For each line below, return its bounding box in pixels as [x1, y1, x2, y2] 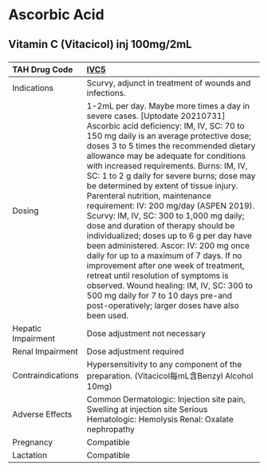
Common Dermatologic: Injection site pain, [86, 394, 246, 405]
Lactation [12, 449, 48, 461]
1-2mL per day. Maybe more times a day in [86, 100, 250, 111]
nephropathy [86, 423, 136, 434]
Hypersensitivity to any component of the [86, 358, 242, 370]
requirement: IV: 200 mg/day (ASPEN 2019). [86, 200, 255, 211]
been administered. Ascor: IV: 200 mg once [86, 239, 250, 251]
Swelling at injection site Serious [86, 403, 208, 414]
